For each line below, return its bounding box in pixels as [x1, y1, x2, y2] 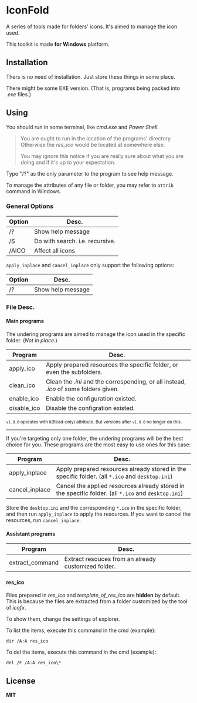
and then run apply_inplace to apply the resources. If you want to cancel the [6, 510, 191, 517]
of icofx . [6, 604, 26, 611]
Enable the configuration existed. [46, 394, 137, 402]
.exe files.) [6, 90, 31, 97]
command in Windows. [6, 187, 62, 194]
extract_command [9, 559, 59, 567]
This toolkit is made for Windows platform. [6, 41, 110, 48]
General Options [6, 202, 54, 210]
